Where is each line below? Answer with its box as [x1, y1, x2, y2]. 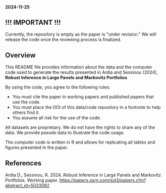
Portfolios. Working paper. [5, 177, 58, 183]
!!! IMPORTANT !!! [5, 18, 61, 27]
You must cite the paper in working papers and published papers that [12, 94, 154, 100]
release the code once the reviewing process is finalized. [5, 37, 122, 43]
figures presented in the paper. [5, 145, 68, 150]
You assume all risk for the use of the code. [12, 115, 102, 121]
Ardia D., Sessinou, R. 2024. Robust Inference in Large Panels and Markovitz [5, 172, 161, 178]
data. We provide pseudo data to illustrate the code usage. [5, 130, 125, 136]
